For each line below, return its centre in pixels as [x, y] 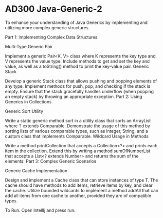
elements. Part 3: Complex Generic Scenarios [51, 161]
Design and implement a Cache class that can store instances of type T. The [81, 180]
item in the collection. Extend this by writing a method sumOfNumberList [78, 151]
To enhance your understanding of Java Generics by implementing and [76, 22]
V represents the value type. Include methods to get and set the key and [77, 61]
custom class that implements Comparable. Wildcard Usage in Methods [77, 136]
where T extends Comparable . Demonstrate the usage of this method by [78, 126]
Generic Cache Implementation [36, 170]
